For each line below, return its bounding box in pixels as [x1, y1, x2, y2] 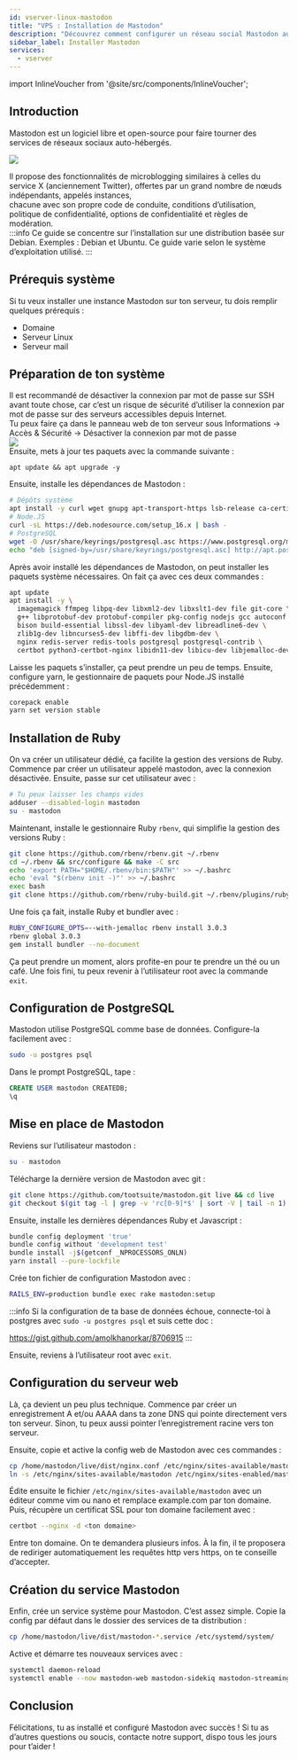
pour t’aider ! [9, 1740, 56, 1751]
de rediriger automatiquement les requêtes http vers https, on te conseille [9, 1547, 278, 1558]
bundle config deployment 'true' [9, 1232, 133, 1241]
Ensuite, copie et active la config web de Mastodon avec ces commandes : [9, 1444, 282, 1455]
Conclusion [9, 1699, 74, 1714]
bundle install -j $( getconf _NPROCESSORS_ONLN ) [9, 1248, 188, 1257]
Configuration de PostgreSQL [9, 1001, 175, 1016]
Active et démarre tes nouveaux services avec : [9, 1648, 183, 1659]
